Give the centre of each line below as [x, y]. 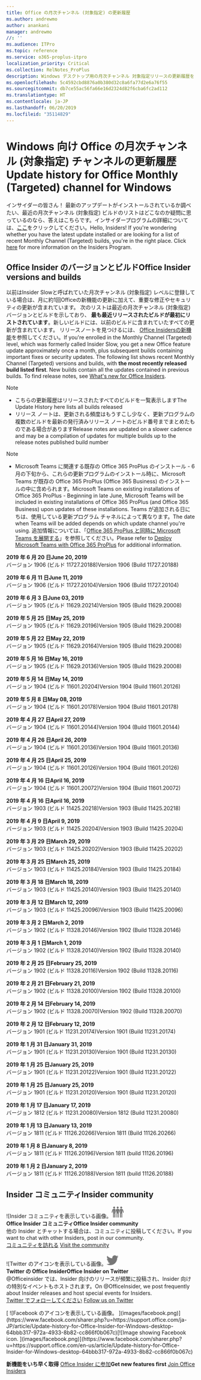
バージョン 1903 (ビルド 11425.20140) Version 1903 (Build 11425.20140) [94, 889]
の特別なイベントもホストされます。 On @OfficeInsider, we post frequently [98, 1286]
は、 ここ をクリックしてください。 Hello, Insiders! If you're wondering [91, 227]
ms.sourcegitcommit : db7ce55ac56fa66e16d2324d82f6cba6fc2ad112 [87, 89]
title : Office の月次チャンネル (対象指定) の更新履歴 [68, 13]
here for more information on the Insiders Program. [69, 247]
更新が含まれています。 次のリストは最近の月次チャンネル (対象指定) [106, 307]
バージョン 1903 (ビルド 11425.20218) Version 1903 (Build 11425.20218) [94, 808]
